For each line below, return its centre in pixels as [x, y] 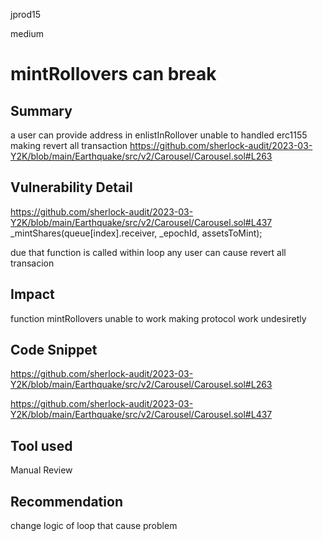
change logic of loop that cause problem [94, 526]
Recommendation [66, 501]
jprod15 [25, 14]
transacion [32, 263]
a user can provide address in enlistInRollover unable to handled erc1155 [159, 135]
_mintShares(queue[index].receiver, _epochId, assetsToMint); [136, 233]
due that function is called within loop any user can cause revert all [148, 252]
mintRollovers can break [113, 74]
